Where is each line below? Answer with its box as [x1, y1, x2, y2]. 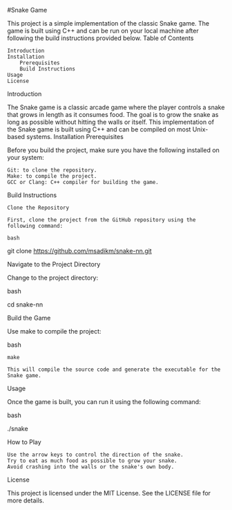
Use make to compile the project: [7, 327, 101, 335]
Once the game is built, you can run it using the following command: [7, 398, 202, 406]
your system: [7, 154, 45, 161]
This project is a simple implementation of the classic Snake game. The [7, 19, 210, 27]
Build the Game [7, 314, 51, 322]
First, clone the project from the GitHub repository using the [7, 217, 196, 224]
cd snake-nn [7, 300, 43, 309]
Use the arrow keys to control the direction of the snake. [7, 451, 184, 458]
